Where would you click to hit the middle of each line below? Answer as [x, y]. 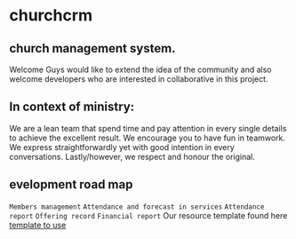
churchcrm [51, 16]
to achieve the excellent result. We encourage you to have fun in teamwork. [148, 138]
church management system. [92, 48]
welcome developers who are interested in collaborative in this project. [139, 79]
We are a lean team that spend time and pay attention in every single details [148, 128]
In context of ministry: [72, 107]
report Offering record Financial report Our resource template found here [148, 215]
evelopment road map [71, 184]
